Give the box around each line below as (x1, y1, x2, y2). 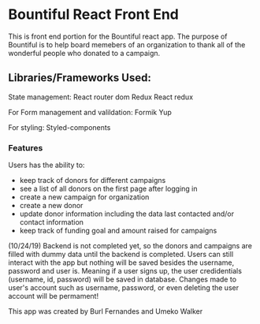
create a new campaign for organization (19, 192, 150, 202)
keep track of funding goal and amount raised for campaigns (19, 226, 217, 236)
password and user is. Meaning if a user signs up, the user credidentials (8, 266, 243, 276)
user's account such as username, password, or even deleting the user (8, 283, 239, 292)
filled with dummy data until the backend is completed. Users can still (8, 250, 234, 259)
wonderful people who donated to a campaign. (8, 48, 161, 58)
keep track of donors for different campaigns (19, 176, 166, 185)
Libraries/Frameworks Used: (8, 71, 151, 84)
